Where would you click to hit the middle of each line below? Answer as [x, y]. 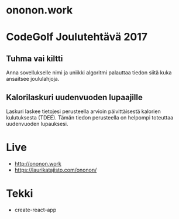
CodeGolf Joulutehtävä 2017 [77, 37]
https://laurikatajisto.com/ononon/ [56, 170]
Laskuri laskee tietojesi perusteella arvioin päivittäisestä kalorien [83, 111]
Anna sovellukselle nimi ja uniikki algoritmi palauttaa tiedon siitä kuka [89, 73]
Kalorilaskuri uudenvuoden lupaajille [75, 97]
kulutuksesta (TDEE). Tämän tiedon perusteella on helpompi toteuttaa [90, 117]
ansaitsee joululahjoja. [33, 79]
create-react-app [35, 210]
